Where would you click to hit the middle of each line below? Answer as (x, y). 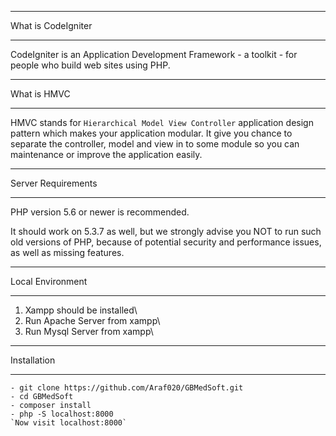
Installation (33, 360)
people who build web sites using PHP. (90, 65)
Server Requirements (54, 183)
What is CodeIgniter (51, 25)
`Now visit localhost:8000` (69, 423)
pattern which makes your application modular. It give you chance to (151, 133)
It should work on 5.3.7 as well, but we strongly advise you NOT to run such (166, 231)
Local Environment (49, 281)
